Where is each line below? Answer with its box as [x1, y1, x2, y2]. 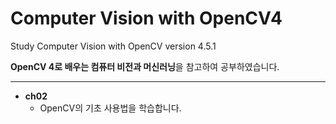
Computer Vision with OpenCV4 [10, 7, 283, 30]
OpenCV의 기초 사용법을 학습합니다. [39, 102, 182, 114]
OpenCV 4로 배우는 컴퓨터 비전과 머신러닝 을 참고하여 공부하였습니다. [10, 60, 280, 72]
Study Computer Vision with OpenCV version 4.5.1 [10, 40, 217, 52]
